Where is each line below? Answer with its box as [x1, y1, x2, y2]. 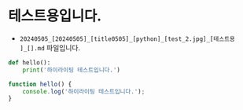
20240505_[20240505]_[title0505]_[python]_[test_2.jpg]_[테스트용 [19, 35, 236, 43]
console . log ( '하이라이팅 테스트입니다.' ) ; [22, 87, 145, 95]
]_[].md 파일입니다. [19, 42, 81, 52]
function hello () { [8, 80, 72, 88]
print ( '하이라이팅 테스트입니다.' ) [22, 66, 120, 74]
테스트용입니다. [8, 7, 102, 25]
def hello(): [8, 58, 51, 67]
